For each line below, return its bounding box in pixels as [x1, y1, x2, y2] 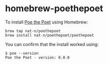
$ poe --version [5, 51, 39, 56]
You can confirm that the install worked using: [5, 41, 99, 47]
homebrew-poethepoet [5, 3, 104, 14]
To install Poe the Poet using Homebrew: [5, 19, 88, 25]
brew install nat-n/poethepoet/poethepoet [5, 33, 94, 38]
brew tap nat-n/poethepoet [5, 28, 61, 33]
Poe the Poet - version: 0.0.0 [5, 55, 70, 60]
